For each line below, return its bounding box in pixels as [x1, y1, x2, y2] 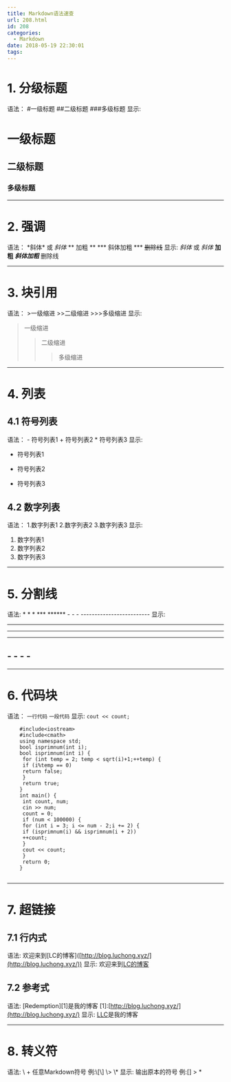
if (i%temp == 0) [22, 762, 72, 769]
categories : [7, 29, 41, 37]
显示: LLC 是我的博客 [81, 1010, 139, 1019]
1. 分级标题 [7, 81, 67, 97]
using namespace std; [19, 738, 81, 745]
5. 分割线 [7, 586, 57, 602]
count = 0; [22, 810, 54, 818]
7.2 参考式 [7, 982, 49, 994]
